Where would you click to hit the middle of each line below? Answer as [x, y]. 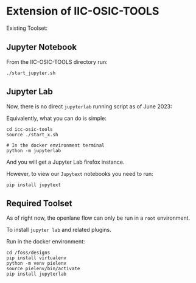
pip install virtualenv [37, 258]
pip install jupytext [34, 185]
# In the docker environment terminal [55, 145]
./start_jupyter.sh [31, 73]
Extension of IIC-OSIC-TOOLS [83, 11]
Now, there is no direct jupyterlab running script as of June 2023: [89, 106]
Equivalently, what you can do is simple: [56, 118]
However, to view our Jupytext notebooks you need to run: [80, 173]
